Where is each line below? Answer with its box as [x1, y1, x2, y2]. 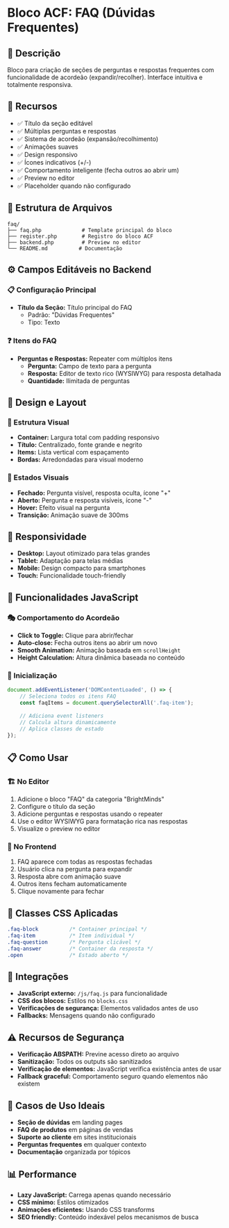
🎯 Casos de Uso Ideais [7, 1099, 105, 1111]
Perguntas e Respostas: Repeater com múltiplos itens [17, 354, 173, 363]
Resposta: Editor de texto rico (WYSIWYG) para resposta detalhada [27, 369, 221, 377]
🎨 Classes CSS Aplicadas [7, 907, 119, 919]
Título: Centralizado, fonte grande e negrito [17, 441, 142, 449]
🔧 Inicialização [7, 671, 58, 680]
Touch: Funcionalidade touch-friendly [17, 571, 126, 580]
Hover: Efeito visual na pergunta [17, 503, 110, 511]
